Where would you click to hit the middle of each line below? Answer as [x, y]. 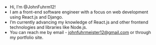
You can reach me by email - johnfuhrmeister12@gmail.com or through [80, 32]
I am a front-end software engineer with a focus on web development [79, 12]
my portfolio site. [26, 37]
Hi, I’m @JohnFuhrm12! [33, 7]
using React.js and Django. [36, 17]
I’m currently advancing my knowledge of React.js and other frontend [79, 22]
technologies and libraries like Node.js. [48, 27]
